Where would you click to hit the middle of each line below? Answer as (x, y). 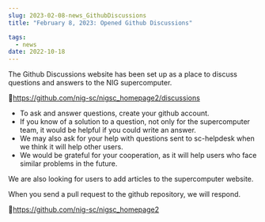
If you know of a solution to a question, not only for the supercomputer (135, 122)
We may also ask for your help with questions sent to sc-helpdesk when (137, 138)
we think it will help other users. (72, 147)
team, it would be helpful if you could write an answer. (108, 130)
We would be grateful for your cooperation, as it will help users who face (138, 156)
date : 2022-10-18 (37, 52)
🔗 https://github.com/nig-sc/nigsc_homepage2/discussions (104, 98)
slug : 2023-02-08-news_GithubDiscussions (78, 15)
